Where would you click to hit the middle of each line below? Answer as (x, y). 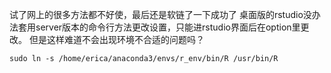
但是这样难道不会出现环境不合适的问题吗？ (116, 39)
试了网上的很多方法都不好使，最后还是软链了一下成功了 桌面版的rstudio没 (160, 14)
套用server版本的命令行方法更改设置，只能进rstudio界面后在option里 (159, 27)
